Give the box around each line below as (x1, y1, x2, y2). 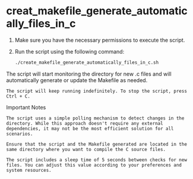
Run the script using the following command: (14, 48, 125, 55)
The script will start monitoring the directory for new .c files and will (6, 70, 172, 77)
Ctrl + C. (6, 93, 31, 99)
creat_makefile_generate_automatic (6, 4, 188, 18)
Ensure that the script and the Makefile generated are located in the (6, 141, 187, 147)
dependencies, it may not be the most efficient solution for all (6, 125, 174, 131)
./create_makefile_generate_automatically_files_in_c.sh (14, 59, 159, 65)
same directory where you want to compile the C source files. (6, 146, 166, 152)
